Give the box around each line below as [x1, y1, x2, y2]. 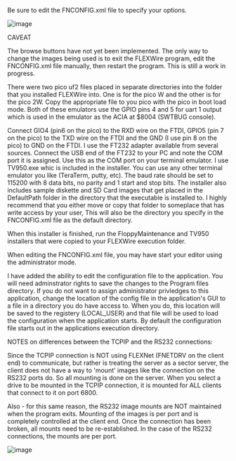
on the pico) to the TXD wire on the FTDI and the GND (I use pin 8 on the [7, 134, 218, 142]
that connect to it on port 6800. [7, 389, 98, 396]
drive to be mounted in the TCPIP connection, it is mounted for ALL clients [7, 381, 222, 389]
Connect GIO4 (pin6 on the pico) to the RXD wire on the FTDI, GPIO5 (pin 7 [7, 126, 224, 134]
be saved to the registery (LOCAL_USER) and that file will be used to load [7, 309, 219, 317]
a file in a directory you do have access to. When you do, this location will [7, 301, 220, 310]
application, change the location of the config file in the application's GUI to [7, 294, 226, 302]
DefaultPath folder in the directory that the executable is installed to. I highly [7, 193, 227, 202]
